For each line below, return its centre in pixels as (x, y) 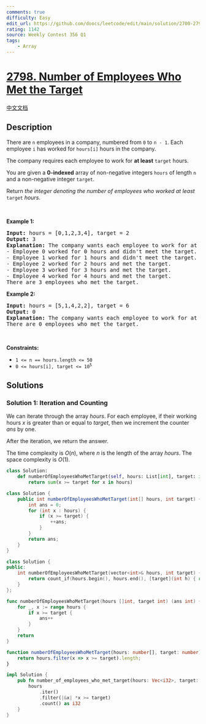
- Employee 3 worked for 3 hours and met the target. (89, 270)
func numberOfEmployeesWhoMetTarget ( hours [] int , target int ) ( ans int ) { (104, 601)
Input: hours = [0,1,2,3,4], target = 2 (68, 233)
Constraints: (23, 347)
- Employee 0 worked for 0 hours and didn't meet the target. (102, 251)
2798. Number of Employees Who (94, 77)
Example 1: (21, 221)
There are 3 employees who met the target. (73, 282)
